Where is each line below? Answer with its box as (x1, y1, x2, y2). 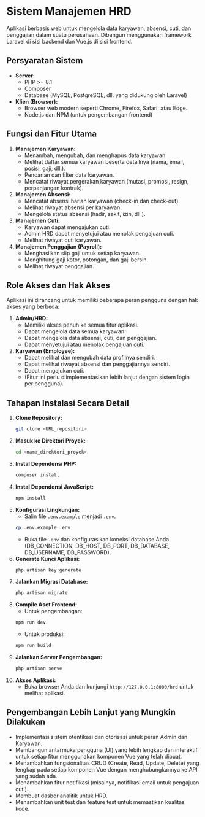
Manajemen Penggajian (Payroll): (15, 242, 102, 250)
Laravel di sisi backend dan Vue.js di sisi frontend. (6, 37, 133, 45)
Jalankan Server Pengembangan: (15, 654, 103, 661)
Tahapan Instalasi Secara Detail (6, 398, 130, 408)
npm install (15, 495, 46, 501)
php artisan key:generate (15, 567, 81, 573)
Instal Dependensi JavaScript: (15, 483, 94, 490)
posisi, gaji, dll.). (24, 165, 65, 172)
